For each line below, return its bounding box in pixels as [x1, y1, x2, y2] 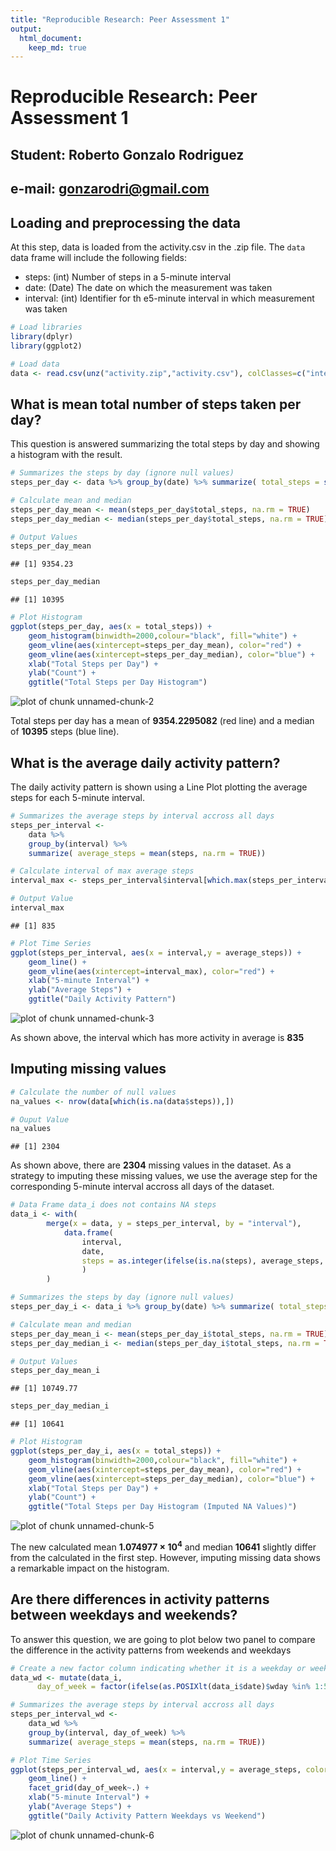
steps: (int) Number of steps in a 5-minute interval [24, 271, 232, 283]
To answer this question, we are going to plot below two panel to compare [10, 1633, 316, 1645]
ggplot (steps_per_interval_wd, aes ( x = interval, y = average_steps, [10, 1764, 302, 1775]
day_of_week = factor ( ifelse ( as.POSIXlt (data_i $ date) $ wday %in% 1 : [36, 1682, 325, 1692]
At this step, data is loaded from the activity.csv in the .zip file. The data [10, 241, 306, 253]
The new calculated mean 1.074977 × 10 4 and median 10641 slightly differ [10, 1539, 317, 1553]
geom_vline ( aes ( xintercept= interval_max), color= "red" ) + [28, 966, 275, 976]
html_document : [19, 33, 83, 43]
